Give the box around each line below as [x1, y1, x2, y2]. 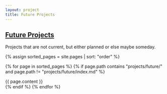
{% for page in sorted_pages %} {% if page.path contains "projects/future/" [5, 63, 162, 69]
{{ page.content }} [5, 78, 43, 84]
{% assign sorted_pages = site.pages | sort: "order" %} [5, 54, 120, 60]
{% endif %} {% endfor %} [5, 84, 61, 90]
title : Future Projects [5, 12, 55, 17]
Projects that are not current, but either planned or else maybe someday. [5, 44, 156, 50]
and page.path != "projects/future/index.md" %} [5, 69, 105, 75]
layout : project [5, 7, 39, 13]
